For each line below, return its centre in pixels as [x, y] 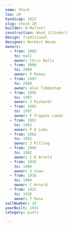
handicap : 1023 [21, 19]
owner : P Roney [30, 74]
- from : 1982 [23, 134]
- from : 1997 [23, 79]
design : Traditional [27, 38]
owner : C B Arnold [33, 157]
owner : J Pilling [32, 143]
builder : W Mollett [25, 28]
